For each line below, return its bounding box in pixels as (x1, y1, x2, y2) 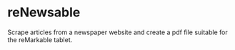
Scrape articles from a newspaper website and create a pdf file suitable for (7, 28, 228, 36)
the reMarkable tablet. (7, 35, 73, 44)
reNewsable (7, 4, 81, 21)
